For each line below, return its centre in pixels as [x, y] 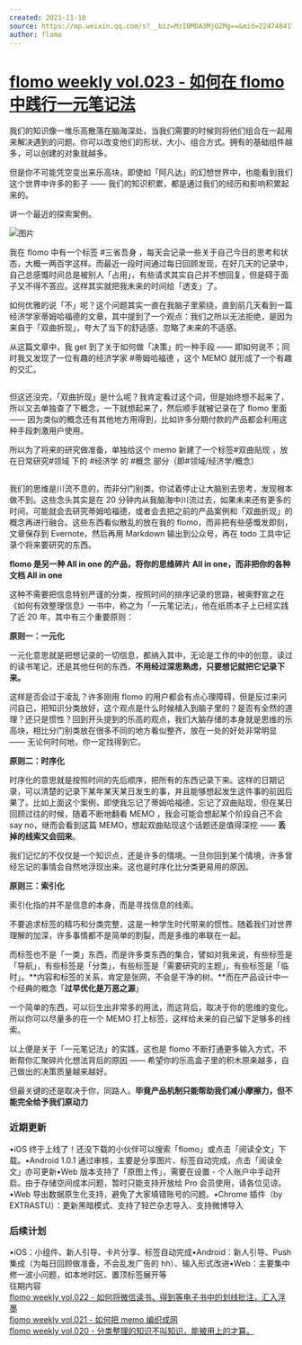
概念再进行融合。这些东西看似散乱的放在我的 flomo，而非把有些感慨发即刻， [151, 522]
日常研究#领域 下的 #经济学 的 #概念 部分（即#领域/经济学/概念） [138, 461]
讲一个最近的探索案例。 [53, 214]
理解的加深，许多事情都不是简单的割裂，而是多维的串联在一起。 [127, 935]
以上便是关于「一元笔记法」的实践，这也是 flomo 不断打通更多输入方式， [144, 1049]
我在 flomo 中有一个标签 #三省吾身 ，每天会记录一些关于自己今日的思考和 [145, 252]
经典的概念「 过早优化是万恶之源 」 [80, 988]
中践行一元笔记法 [73, 104]
